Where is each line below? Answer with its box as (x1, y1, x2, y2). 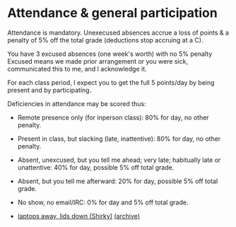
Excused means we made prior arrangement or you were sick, (7, 57, 189, 65)
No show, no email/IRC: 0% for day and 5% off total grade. (17, 198, 189, 206)
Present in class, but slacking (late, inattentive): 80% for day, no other (17, 134, 221, 143)
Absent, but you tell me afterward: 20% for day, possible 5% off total (17, 177, 218, 185)
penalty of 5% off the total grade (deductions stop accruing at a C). (7, 35, 203, 44)
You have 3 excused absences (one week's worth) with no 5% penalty (7, 50, 213, 58)
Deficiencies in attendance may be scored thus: (7, 99, 146, 107)
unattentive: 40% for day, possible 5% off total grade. (17, 163, 175, 171)
